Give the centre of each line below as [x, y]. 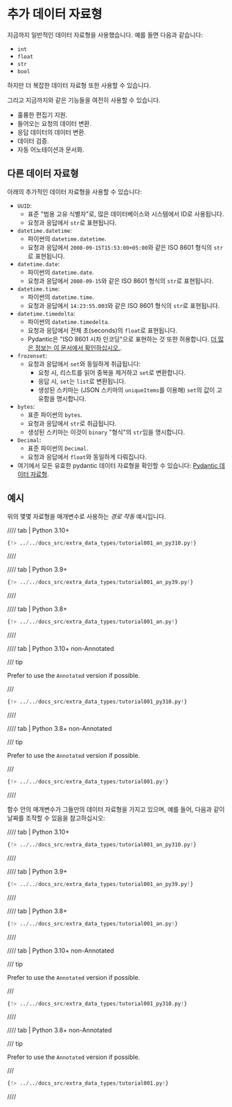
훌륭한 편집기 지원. [42, 115]
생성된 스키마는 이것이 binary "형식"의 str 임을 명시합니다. [106, 432]
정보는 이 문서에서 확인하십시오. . [79, 348]
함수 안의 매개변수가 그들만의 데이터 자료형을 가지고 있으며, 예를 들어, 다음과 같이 [116, 809]
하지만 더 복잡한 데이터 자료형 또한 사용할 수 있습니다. [79, 85]
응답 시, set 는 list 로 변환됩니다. [82, 381]
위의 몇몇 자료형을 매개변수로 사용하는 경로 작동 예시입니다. [87, 516]
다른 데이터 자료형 [43, 173]
